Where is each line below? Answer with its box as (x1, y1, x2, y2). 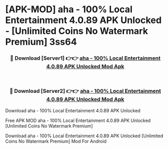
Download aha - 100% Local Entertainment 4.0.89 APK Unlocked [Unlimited (5, 133, 163, 139)
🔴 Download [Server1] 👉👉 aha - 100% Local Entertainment (10, 55, 161, 62)
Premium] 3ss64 (5, 36, 77, 48)
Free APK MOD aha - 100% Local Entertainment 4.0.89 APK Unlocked (5, 117, 151, 123)
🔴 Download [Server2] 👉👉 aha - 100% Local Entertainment (9, 88, 161, 95)
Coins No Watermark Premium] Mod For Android (5, 138, 107, 144)
